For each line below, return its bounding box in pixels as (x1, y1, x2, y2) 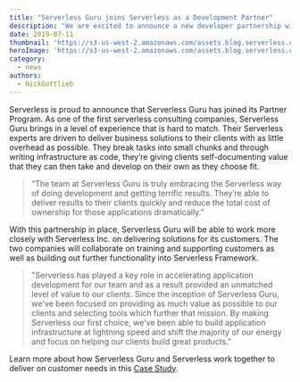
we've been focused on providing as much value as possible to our (30, 298, 279, 309)
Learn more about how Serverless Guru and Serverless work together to (9, 353, 275, 364)
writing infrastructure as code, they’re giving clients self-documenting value (9, 151, 288, 162)
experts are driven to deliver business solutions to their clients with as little (9, 132, 284, 143)
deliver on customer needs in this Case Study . (9, 362, 179, 373)
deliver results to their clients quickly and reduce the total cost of (30, 197, 271, 208)
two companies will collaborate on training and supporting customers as (9, 243, 275, 253)
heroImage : (9, 46, 50, 55)
